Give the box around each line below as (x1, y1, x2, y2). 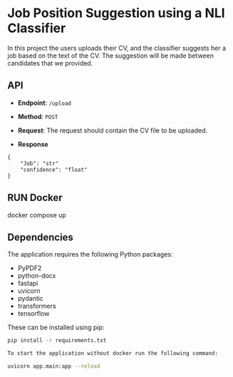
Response (17, 140, 48, 148)
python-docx (17, 272, 56, 280)
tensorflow (17, 309, 50, 318)
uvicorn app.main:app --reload (7, 363, 100, 370)
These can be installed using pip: (7, 323, 105, 332)
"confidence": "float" (20, 166, 88, 173)
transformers (17, 301, 56, 311)
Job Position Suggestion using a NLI (7, 5, 226, 21)
